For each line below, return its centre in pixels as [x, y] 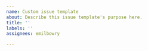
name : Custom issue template [42, 12]
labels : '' [20, 28]
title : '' [18, 23]
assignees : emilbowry [33, 34]
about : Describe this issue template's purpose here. [75, 17]
